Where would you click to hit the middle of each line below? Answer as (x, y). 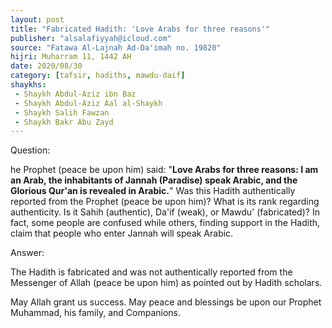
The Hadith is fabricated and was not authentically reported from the (151, 272)
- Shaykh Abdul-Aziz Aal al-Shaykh (88, 103)
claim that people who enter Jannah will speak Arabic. (122, 233)
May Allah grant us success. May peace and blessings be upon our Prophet (166, 302)
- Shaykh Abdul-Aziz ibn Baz (75, 94)
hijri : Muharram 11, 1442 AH (71, 57)
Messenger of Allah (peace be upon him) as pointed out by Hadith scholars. (166, 283)
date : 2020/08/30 (46, 66)
